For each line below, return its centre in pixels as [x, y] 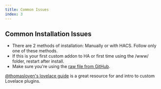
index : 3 [14, 14]
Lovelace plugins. [23, 81]
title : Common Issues [27, 10]
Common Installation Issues [48, 34]
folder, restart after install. [38, 61]
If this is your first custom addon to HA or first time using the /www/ [80, 56]
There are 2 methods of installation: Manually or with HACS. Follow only [84, 46]
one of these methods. [35, 51]
